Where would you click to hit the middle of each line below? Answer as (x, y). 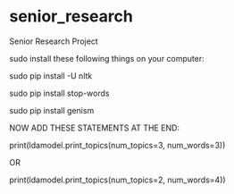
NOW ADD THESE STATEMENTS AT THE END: (95, 128)
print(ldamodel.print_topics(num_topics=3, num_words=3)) (117, 145)
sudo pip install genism (52, 110)
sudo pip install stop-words (59, 93)
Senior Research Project (54, 41)
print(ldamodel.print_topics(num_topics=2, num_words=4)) (117, 180)
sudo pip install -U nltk (51, 76)
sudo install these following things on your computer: (107, 58)
